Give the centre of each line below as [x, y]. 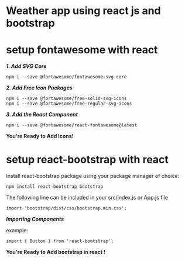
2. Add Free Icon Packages [39, 88]
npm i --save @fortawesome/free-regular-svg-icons [69, 104]
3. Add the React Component [42, 115]
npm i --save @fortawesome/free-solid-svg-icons [66, 99]
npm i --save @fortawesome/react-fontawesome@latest [72, 125]
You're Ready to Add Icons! [40, 136]
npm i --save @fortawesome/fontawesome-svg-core [66, 77]
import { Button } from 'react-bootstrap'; [60, 241]
